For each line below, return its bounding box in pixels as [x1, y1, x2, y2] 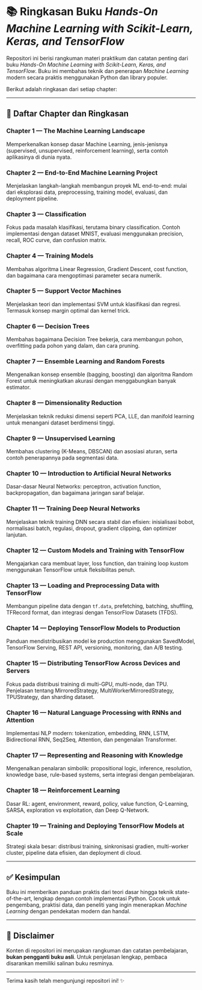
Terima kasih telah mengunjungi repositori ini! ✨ [6, 977, 125, 984]
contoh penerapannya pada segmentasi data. [6, 454, 119, 461]
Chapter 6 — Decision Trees [6, 322, 90, 330]
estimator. [6, 384, 31, 391]
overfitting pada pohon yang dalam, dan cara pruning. [6, 342, 140, 350]
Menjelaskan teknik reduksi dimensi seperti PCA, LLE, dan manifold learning [6, 412, 194, 420]
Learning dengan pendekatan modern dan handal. [6, 907, 131, 915]
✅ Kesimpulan [6, 872, 61, 883]
